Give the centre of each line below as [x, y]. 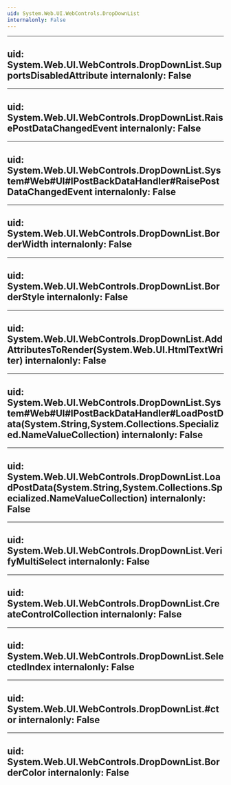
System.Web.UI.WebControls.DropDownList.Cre [113, 604]
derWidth [28, 244]
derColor [26, 772]
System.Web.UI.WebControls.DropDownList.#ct [113, 709]
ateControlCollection [53, 614]
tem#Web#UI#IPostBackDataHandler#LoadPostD [115, 413]
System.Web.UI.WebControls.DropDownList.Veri [115, 551]
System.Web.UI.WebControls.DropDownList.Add [115, 339]
